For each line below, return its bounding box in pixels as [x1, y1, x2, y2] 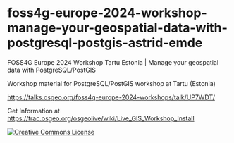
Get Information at [7, 106, 60, 115]
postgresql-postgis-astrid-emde [7, 35, 203, 51]
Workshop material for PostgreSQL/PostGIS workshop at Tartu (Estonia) [7, 79, 216, 87]
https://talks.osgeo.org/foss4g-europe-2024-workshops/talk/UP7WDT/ [7, 93, 215, 101]
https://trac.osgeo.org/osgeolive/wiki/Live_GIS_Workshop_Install [7, 114, 195, 123]
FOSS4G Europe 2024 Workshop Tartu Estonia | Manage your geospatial [7, 58, 219, 66]
